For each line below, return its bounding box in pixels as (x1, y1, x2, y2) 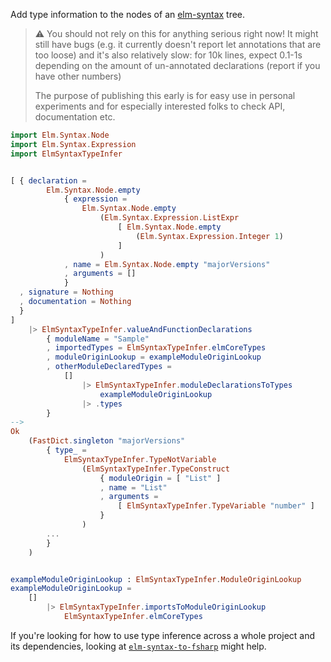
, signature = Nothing (19, 287, 114, 298)
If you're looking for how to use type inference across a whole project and (10, 629, 316, 641)
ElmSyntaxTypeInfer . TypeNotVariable (63, 454, 217, 464)
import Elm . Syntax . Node (10, 130, 110, 140)
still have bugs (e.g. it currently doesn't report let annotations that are (34, 39, 322, 50)
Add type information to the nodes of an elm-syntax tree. (10, 9, 246, 20)
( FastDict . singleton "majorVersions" (28, 436, 186, 446)
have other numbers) (34, 70, 122, 82)
